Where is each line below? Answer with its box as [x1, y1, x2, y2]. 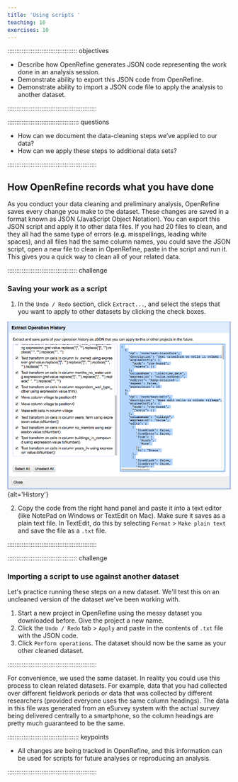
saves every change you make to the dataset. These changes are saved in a [7, 208, 229, 216]
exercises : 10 [7, 26, 50, 33]
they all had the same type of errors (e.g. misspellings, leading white [7, 230, 208, 239]
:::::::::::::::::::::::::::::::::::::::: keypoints [7, 733, 109, 742]
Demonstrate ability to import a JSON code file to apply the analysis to [17, 83, 223, 91]
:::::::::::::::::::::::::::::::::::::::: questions [7, 118, 110, 127]
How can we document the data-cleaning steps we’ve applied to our [17, 132, 217, 140]
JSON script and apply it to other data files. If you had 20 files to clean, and [7, 222, 227, 231]
